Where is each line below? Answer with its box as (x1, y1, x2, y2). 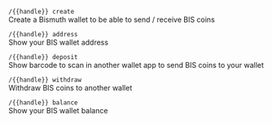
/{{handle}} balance (8, 99, 79, 107)
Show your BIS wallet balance (8, 106, 108, 115)
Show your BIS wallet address (8, 37, 108, 47)
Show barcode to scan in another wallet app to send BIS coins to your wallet (8, 61, 265, 70)
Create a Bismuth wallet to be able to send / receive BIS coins (8, 15, 216, 24)
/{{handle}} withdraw (8, 76, 82, 84)
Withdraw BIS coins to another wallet (8, 83, 133, 92)
